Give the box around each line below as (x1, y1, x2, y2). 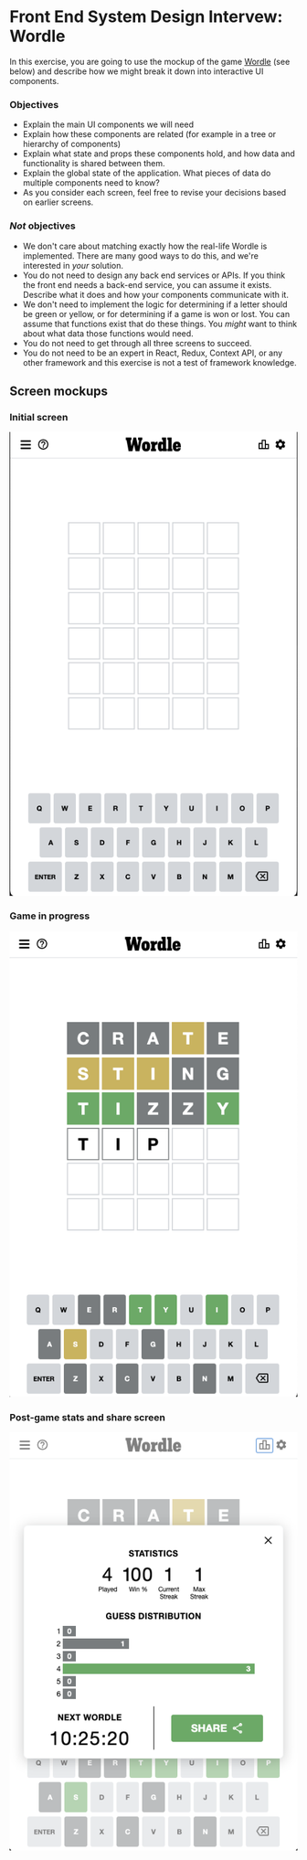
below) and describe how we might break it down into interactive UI (9, 66, 264, 77)
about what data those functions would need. (22, 327, 194, 339)
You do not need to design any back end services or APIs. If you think (22, 270, 286, 281)
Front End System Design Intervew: (9, 6, 283, 27)
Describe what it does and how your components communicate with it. (22, 289, 290, 300)
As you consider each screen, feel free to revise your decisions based (22, 187, 287, 198)
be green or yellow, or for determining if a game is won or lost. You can (22, 308, 291, 319)
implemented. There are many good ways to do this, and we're (22, 250, 259, 261)
